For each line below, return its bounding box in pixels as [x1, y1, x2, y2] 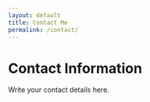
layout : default [8, 11, 61, 19]
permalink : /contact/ [8, 26, 79, 33]
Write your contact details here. [8, 85, 109, 94]
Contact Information [8, 59, 143, 77]
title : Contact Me [8, 19, 68, 26]
